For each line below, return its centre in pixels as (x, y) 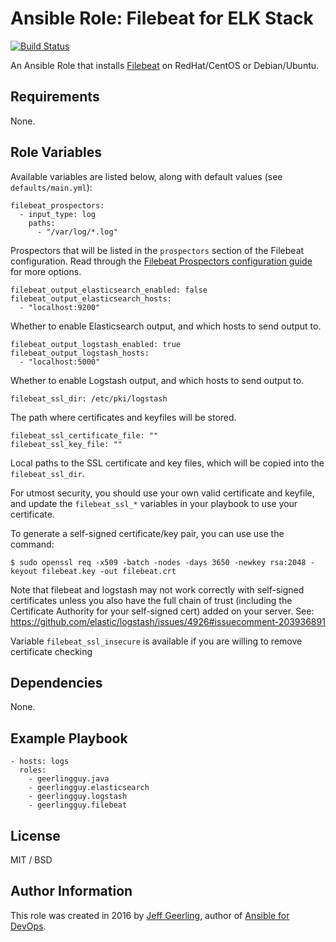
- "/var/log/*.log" (77, 232)
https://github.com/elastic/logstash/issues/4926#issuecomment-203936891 (168, 621)
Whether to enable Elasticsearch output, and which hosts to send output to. (166, 326)
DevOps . (28, 926)
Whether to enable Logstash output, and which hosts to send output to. (157, 380)
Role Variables (56, 152)
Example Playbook (69, 738)
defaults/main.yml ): (51, 187)
